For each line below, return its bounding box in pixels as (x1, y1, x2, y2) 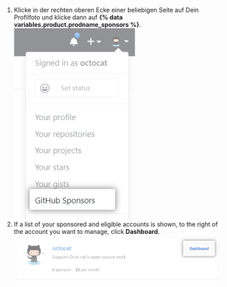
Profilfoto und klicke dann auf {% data (13, 13, 123, 21)
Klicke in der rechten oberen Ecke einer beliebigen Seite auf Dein (13, 6, 199, 14)
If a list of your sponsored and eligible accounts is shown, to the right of (13, 220, 219, 228)
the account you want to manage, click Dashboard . (13, 228, 160, 235)
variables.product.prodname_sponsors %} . (13, 21, 141, 28)
